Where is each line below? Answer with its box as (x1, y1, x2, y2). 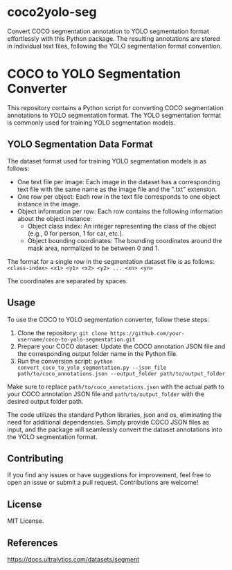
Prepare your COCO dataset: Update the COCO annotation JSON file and (17, 342, 226, 350)
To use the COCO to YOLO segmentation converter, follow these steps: (7, 315, 210, 323)
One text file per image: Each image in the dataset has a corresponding (17, 177, 220, 186)
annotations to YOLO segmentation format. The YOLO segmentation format (7, 111, 222, 119)
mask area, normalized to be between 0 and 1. (27, 244, 159, 252)
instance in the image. (17, 199, 81, 208)
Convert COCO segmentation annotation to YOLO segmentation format (7, 27, 210, 35)
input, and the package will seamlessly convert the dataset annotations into (7, 425, 223, 434)
